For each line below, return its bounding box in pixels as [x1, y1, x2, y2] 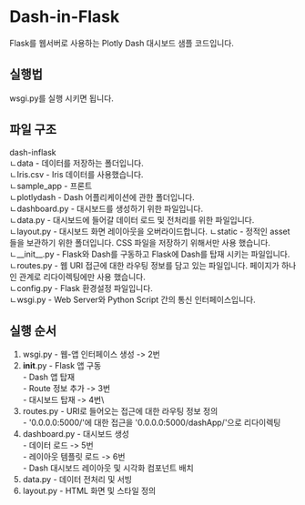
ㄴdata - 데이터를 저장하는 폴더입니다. [9, 157, 144, 168]
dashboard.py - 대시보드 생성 [22, 429, 130, 439]
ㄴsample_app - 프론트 [9, 180, 93, 191]
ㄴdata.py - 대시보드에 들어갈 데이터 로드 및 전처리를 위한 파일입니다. [9, 214, 255, 225]
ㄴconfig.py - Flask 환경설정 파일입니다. [9, 282, 153, 293]
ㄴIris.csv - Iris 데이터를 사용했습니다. [9, 168, 144, 179]
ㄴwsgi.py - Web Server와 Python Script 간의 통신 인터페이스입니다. [9, 294, 257, 305]
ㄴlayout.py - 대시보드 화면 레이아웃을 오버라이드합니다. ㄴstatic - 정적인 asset [9, 226, 290, 237]
